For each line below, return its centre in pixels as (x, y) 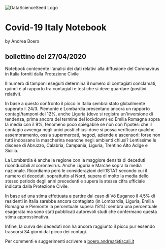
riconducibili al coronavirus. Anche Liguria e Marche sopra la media (73, 165)
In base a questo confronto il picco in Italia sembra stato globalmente (75, 103)
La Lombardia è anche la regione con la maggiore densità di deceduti (75, 160)
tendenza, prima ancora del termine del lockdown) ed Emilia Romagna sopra (82, 119)
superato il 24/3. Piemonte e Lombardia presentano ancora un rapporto (78, 108)
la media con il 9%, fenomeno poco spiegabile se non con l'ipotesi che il (78, 124)
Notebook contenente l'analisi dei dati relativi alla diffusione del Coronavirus (82, 69)
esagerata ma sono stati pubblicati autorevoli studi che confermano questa (81, 212)
